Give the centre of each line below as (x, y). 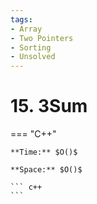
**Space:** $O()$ (46, 170)
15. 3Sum (49, 106)
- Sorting (31, 47)
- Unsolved (33, 57)
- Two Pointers (42, 38)
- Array (26, 29)
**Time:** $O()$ (44, 152)
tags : (21, 19)
